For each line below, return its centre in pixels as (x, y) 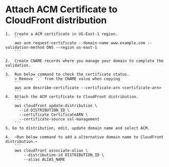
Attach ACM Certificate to (61, 9)
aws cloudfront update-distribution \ (56, 106)
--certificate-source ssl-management (59, 119)
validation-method (25, 47)
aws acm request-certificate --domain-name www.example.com (80, 43)
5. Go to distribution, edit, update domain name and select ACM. (78, 128)
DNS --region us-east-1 (72, 47)
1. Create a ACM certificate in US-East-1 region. (61, 34)
